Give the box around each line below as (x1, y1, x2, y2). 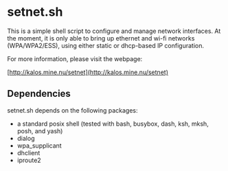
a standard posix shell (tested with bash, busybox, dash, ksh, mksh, (16, 119, 209, 128)
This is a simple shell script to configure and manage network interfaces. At (7, 27, 221, 35)
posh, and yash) (16, 126, 63, 135)
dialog (16, 134, 35, 142)
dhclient (16, 148, 41, 157)
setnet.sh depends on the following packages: (7, 106, 139, 114)
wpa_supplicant (16, 141, 62, 150)
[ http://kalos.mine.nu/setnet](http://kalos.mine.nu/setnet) (7, 68, 168, 76)
